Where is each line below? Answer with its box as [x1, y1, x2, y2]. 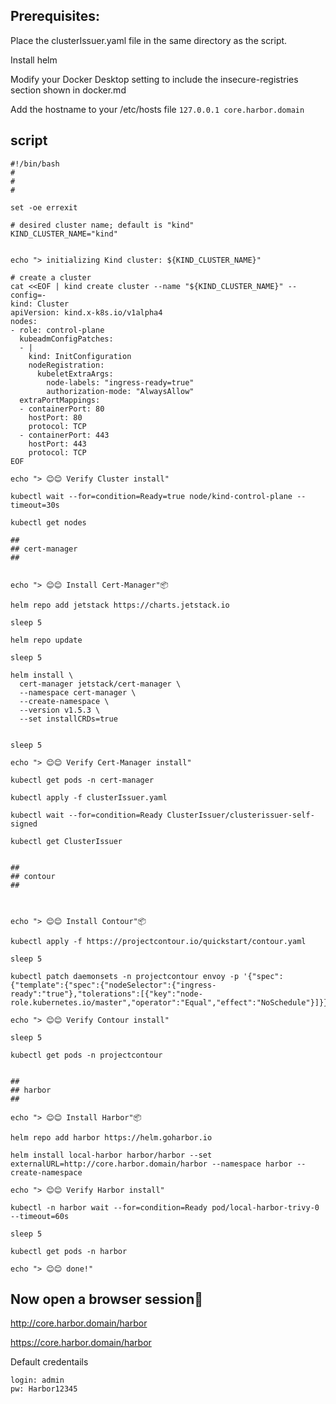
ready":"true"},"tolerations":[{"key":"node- [10, 989, 203, 999]
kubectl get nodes [10, 517, 87, 528]
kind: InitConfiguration [28, 351, 132, 361]
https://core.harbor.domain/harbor [10, 1337, 152, 1349]
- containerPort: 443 [19, 430, 110, 440]
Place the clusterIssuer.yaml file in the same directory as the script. [10, 34, 288, 46]
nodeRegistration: [28, 360, 105, 370]
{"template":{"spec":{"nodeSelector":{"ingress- [10, 980, 217, 990]
